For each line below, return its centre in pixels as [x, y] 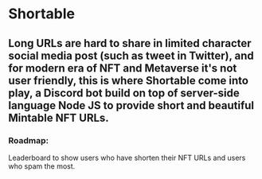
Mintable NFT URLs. [59, 117]
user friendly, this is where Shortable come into [129, 80]
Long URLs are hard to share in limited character [130, 43]
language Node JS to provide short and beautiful [131, 105]
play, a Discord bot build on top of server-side [124, 93]
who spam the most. [42, 166]
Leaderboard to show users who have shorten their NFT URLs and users [127, 158]
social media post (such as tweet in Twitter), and [131, 55]
